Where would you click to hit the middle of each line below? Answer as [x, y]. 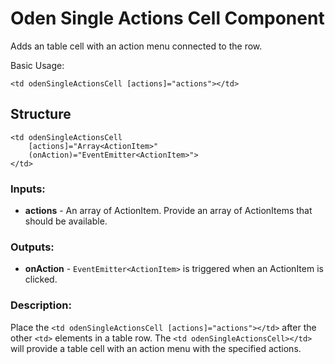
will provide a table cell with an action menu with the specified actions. [156, 348]
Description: [41, 305]
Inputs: [28, 189]
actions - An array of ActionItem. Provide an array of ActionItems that [168, 211]
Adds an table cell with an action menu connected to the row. [136, 46]
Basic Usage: [37, 65]
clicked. [41, 279]
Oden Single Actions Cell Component [167, 18]
